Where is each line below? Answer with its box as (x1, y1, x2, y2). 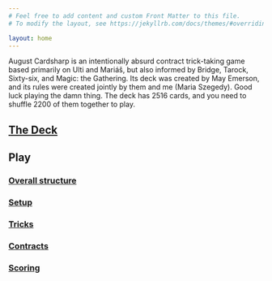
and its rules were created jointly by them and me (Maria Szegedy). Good (8, 82, 253, 92)
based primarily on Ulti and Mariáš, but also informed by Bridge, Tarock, (8, 65, 249, 75)
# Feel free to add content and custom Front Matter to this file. (8, 11, 241, 20)
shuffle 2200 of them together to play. (8, 99, 136, 110)
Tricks (8, 218, 34, 230)
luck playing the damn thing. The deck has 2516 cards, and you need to (8, 91, 247, 101)
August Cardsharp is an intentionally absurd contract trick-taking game (8, 56, 245, 66)
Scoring (8, 262, 40, 273)
